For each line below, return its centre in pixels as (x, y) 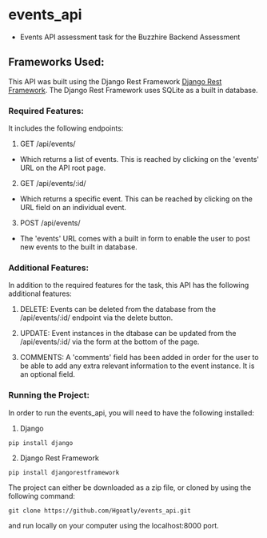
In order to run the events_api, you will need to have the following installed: (131, 413)
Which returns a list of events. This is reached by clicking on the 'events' (139, 160)
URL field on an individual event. (73, 208)
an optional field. (48, 374)
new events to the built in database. (78, 247)
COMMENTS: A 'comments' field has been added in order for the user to (139, 358)
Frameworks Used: (56, 62)
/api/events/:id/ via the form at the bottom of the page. (110, 342)
